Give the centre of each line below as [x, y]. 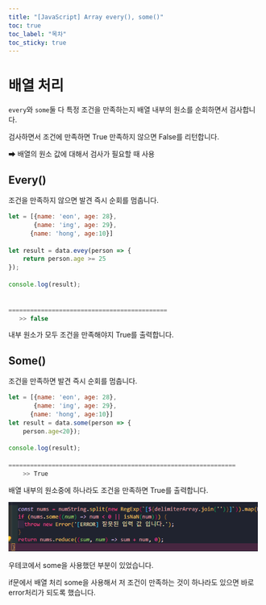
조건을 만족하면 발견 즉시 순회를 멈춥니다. [73, 381]
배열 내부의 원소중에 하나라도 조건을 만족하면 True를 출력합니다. [108, 490]
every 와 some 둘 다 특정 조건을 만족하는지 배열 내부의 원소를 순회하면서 [118, 110]
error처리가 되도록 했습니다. [52, 593]
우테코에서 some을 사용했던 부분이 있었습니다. [81, 566]
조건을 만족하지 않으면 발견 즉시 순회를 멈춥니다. [84, 200]
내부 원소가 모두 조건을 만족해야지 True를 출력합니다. [91, 335]
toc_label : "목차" [37, 34]
